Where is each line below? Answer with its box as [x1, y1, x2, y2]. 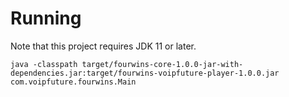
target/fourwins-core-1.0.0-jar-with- [81, 59, 244, 69]
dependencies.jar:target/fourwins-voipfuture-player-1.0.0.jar [10, 68, 280, 78]
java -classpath [10, 59, 78, 69]
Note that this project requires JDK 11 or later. [10, 40, 197, 52]
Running [10, 7, 82, 30]
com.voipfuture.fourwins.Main [10, 77, 137, 87]
